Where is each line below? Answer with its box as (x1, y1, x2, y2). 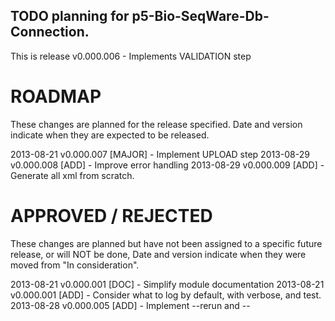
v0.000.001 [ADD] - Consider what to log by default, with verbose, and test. (10, 289, 322, 301)
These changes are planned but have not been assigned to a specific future (10, 237, 323, 249)
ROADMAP (10, 85, 102, 108)
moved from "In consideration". (10, 259, 140, 271)
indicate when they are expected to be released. (10, 129, 210, 141)
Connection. (10, 24, 90, 41)
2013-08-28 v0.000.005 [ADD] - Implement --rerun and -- (10, 299, 251, 311)
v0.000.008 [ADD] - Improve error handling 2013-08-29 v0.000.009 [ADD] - (10, 159, 325, 171)
